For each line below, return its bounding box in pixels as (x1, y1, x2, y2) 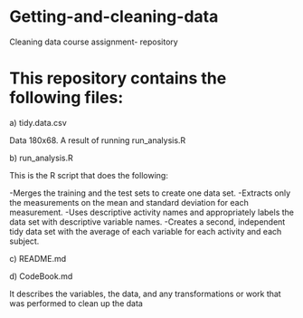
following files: (9, 88, 124, 108)
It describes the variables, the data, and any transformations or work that (9, 288, 282, 299)
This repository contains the (9, 68, 227, 89)
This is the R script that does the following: (9, 169, 169, 180)
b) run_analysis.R (9, 152, 74, 163)
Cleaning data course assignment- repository (9, 36, 178, 47)
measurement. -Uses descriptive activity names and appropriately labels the (9, 207, 294, 217)
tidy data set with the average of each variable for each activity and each (9, 226, 282, 236)
